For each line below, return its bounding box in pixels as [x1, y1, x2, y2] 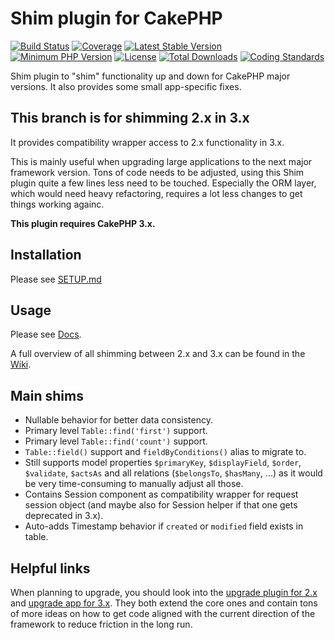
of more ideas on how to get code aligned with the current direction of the [10, 608, 316, 619]
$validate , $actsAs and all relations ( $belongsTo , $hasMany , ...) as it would [24, 467, 323, 479]
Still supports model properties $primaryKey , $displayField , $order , [24, 457, 302, 469]
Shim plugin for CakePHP [10, 7, 223, 30]
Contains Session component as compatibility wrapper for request [24, 488, 299, 501]
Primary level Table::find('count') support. [24, 435, 208, 447]
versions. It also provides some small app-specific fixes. [10, 80, 242, 92]
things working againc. [10, 198, 105, 210]
